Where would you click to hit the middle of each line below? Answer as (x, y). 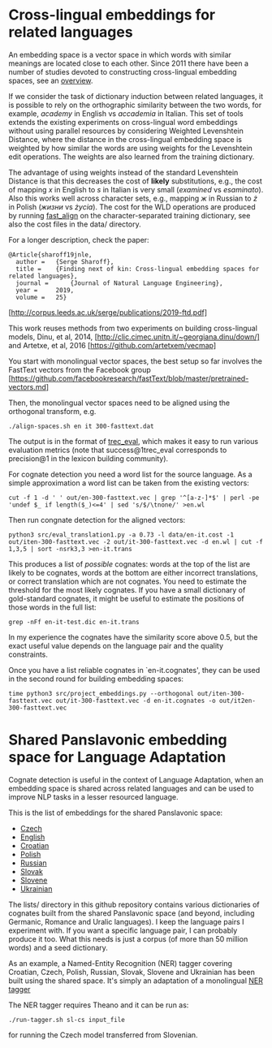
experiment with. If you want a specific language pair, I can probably (123, 930)
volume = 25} (41, 297)
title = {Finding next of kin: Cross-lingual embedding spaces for (138, 269)
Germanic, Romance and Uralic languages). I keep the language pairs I (127, 921)
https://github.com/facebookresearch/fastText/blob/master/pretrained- (130, 378)
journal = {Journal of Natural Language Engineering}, (119, 283)
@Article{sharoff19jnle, (50, 254)
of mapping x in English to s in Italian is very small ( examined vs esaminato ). (136, 189)
